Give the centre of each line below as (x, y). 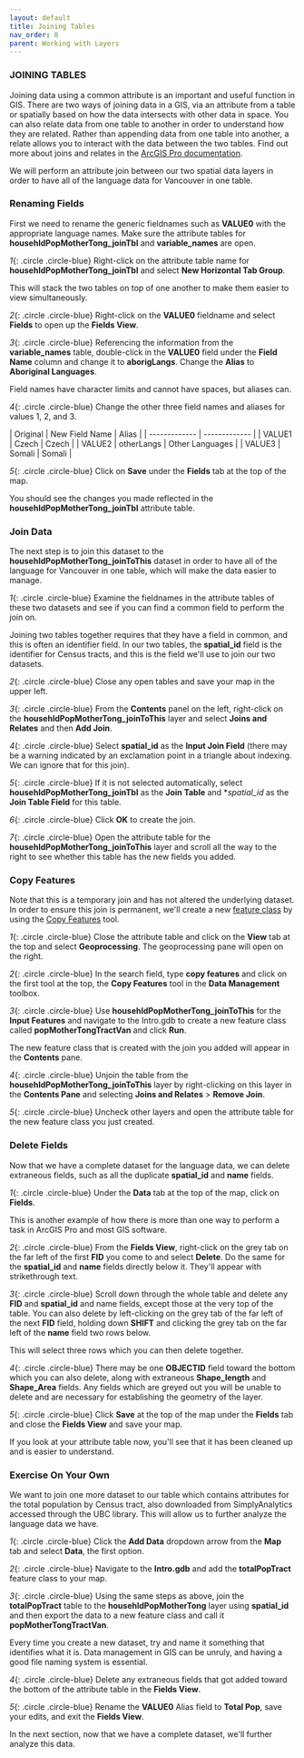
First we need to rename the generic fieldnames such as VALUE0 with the (147, 223)
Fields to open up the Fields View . (74, 325)
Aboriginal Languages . (53, 371)
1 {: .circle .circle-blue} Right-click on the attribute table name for (129, 260)
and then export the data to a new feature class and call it (117, 1615)
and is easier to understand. (62, 1451)
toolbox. (25, 994)
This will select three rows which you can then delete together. (127, 1350)
